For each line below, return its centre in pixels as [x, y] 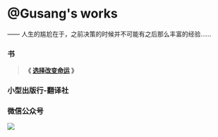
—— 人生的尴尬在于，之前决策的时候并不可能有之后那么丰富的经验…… [109, 34]
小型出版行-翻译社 [38, 91]
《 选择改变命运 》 [51, 71]
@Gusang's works [62, 14]
